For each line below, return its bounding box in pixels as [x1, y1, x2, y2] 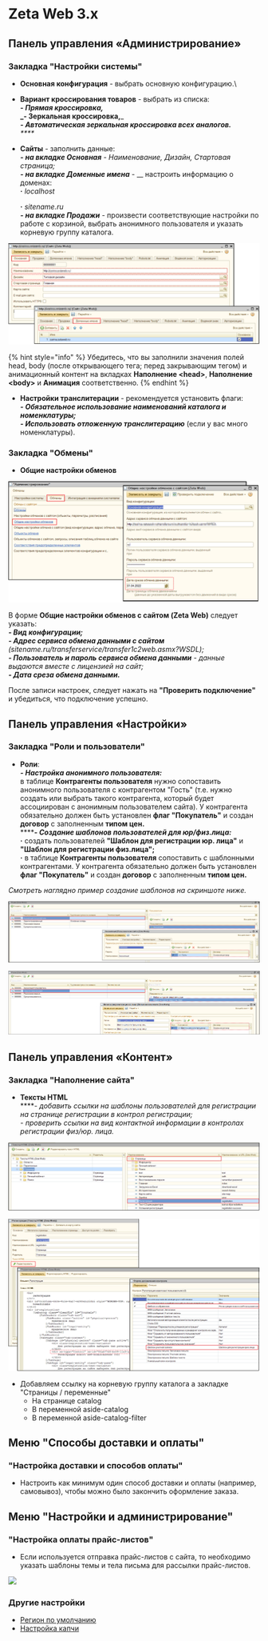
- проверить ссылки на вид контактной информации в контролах [19, 1118, 244, 1128]
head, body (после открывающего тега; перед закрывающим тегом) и [8, 361, 247, 370]
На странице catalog [31, 1395, 102, 1405]
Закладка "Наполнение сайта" [8, 1074, 136, 1085]
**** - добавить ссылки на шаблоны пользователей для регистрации [19, 1101, 257, 1111]
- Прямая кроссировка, [19, 102, 104, 112]
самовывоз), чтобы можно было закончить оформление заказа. [19, 1487, 239, 1496]
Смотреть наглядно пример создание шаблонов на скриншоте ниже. [8, 885, 247, 895]
